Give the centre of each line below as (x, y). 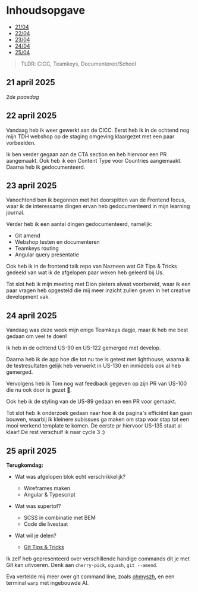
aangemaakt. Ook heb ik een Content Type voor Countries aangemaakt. (94, 160)
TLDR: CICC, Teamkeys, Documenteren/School (78, 64)
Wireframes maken (47, 488)
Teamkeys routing (37, 249)
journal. (15, 213)
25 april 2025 (32, 451)
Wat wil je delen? (35, 535)
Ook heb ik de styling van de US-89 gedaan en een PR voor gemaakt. (91, 402)
